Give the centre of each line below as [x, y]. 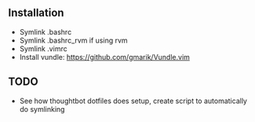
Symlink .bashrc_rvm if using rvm [73, 40]
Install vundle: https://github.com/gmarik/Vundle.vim [105, 57]
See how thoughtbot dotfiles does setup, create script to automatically [133, 101]
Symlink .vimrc [44, 48]
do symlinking [42, 109]
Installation [36, 13]
